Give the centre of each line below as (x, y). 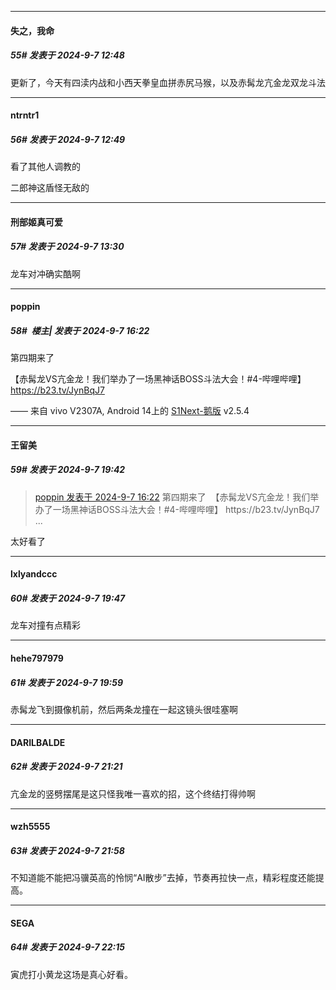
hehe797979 (37, 658)
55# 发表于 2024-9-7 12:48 (67, 55)
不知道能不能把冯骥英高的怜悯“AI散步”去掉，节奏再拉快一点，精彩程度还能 (163, 878)
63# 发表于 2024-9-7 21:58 (67, 850)
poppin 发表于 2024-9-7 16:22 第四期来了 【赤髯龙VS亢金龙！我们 (172, 497)
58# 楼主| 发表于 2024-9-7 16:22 (80, 330)
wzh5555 (30, 827)
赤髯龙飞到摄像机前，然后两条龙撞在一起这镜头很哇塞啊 (124, 709)
